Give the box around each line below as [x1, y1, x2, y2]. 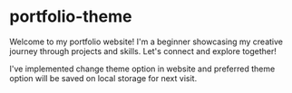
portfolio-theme [9, 6, 132, 27]
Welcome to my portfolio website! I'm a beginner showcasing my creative [9, 36, 284, 47]
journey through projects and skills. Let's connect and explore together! [9, 45, 277, 56]
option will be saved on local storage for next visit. [9, 72, 198, 83]
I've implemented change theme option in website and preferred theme [9, 63, 276, 74]
